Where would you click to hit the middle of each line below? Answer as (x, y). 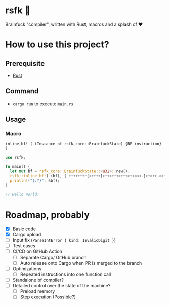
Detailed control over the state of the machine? (61, 286)
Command (22, 91)
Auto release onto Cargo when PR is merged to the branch (81, 263)
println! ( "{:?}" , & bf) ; (35, 181)
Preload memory (37, 291)
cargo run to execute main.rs (43, 104)
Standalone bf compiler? (38, 280)
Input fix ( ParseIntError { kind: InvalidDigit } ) (64, 240)
